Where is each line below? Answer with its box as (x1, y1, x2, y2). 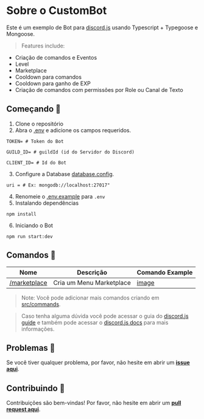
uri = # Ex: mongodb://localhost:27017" (6, 182, 111, 188)
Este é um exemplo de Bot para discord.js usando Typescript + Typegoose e (6, 24, 199, 31)
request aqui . (6, 406, 41, 413)
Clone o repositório (15, 120, 64, 127)
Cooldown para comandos (15, 73, 82, 80)
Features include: (21, 42, 65, 49)
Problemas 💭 (6, 342, 55, 353)
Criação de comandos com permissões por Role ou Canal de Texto (15, 86, 184, 93)
